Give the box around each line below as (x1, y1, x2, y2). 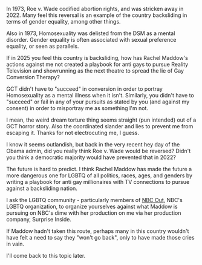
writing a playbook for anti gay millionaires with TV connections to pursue (6, 178, 190, 185)
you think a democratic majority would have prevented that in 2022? (6, 154, 177, 161)
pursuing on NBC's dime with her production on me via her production (6, 209, 181, 217)
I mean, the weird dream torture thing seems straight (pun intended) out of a (6, 116, 197, 123)
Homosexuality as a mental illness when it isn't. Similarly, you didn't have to (6, 92, 195, 99)
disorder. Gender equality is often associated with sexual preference (6, 36, 177, 43)
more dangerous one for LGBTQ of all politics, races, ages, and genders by (6, 172, 192, 179)
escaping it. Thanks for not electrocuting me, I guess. (6, 129, 139, 136)
